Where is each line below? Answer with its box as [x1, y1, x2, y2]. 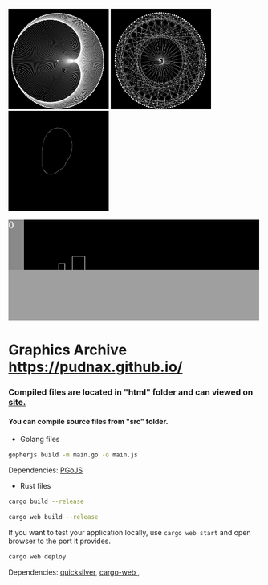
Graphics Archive [8, 341, 127, 359]
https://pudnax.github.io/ [8, 358, 183, 376]
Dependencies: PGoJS [8, 465, 83, 475]
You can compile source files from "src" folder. [8, 416, 169, 426]
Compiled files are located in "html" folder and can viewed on [8, 387, 254, 398]
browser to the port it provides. [8, 536, 111, 546]
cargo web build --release [8, 513, 99, 522]
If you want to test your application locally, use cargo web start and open [8, 527, 251, 537]
